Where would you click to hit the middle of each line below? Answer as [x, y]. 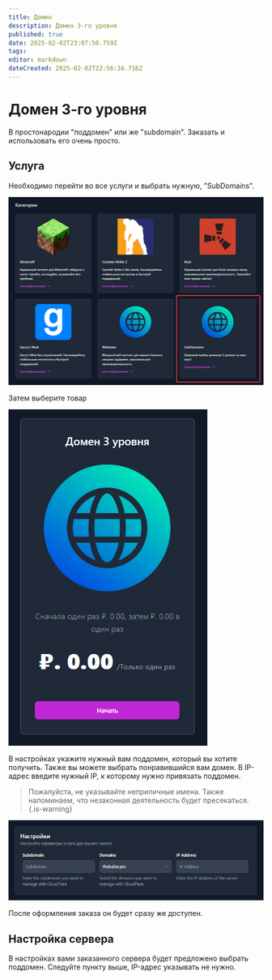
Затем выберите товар [48, 398]
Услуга [27, 166]
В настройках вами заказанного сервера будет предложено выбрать [129, 959]
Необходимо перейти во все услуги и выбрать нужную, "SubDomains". [132, 186]
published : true [36, 34]
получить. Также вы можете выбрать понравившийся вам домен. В [125, 768]
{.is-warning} [50, 809]
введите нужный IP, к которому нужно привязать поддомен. [136, 776]
